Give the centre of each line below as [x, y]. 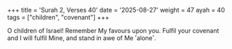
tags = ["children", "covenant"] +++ [59, 17]
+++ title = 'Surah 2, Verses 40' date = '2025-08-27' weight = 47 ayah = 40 [116, 10]
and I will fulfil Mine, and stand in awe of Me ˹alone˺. [82, 38]
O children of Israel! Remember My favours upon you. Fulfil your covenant [113, 31]
